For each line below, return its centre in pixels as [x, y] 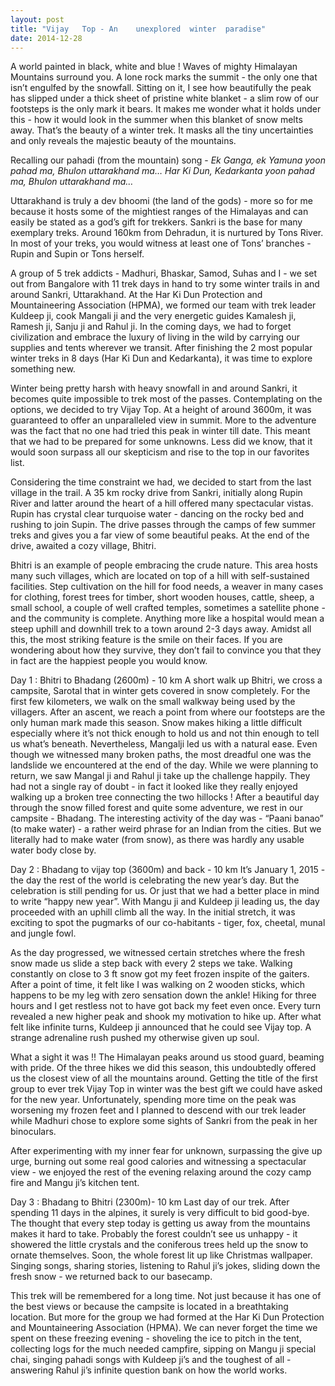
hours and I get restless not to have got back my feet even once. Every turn [166, 1006]
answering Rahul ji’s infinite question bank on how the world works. [149, 1370]
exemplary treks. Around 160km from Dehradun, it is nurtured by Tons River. [167, 233]
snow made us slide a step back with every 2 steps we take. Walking [151, 963]
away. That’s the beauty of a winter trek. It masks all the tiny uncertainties [162, 130]
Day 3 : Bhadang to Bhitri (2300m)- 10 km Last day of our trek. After [150, 1202]
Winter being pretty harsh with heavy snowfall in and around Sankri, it [154, 388]
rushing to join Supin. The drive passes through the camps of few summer [163, 525]
